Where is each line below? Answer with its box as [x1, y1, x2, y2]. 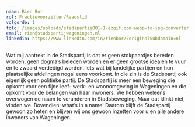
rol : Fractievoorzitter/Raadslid [6, 14, 88, 20]
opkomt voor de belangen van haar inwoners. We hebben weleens [6, 89, 166, 96]
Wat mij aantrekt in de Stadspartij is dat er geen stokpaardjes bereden [6, 52, 174, 59]
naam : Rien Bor [6, 8, 43, 15]
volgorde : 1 [6, 19, 35, 25]
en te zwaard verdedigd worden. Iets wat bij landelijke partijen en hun [6, 64, 173, 71]
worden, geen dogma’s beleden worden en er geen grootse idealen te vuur [6, 58, 186, 65]
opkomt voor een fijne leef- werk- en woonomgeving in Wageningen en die [6, 83, 187, 90]
